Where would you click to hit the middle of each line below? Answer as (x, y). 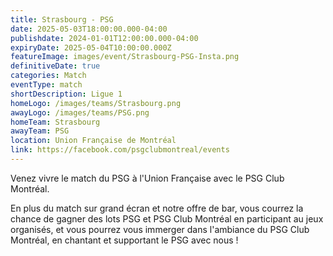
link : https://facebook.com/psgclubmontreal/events (120, 150)
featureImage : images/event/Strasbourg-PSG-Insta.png (125, 57)
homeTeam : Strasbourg (55, 122)
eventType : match (46, 85)
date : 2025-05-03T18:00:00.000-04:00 (89, 29)
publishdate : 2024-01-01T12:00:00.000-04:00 (104, 38)
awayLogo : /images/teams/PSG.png (80, 112)
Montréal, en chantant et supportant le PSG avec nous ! (124, 240)
